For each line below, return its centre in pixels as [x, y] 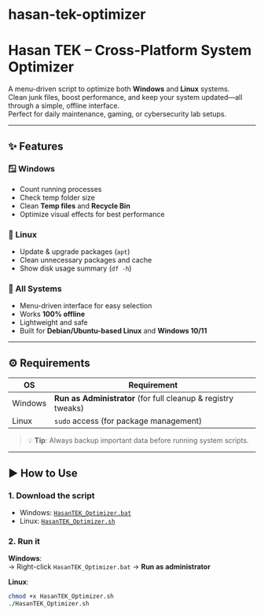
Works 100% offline [52, 314]
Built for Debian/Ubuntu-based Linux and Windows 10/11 [113, 331]
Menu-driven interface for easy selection [86, 306]
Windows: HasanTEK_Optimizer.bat [75, 512]
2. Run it [24, 541]
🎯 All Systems [35, 289]
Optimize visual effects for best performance [92, 214]
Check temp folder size [57, 197]
